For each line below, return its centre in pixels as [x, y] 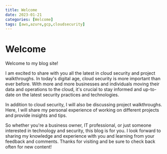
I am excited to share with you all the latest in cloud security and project [80, 73]
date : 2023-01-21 [24, 15]
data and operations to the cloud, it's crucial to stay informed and [74, 89]
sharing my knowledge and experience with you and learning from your [80, 136]
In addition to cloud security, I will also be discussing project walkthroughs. [84, 105]
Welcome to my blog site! [32, 64]
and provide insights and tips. [36, 115]
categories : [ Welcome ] [29, 19]
